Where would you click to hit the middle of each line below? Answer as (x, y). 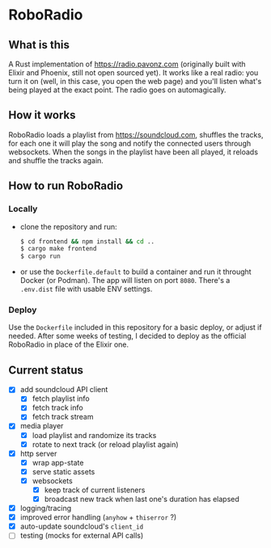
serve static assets (64, 471)
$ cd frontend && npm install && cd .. (87, 241)
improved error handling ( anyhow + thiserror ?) (98, 517)
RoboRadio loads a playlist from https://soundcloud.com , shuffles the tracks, (136, 134)
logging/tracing (45, 508)
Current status (46, 370)
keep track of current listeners (95, 490)
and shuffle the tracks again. (56, 160)
